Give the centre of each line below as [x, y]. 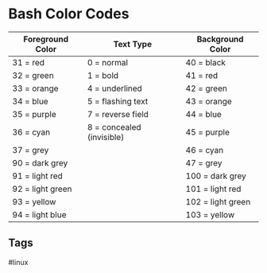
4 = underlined [115, 88]
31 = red [29, 62]
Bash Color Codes [69, 14]
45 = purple [208, 132]
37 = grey [31, 150]
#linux [18, 262]
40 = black [206, 62]
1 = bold [103, 75]
